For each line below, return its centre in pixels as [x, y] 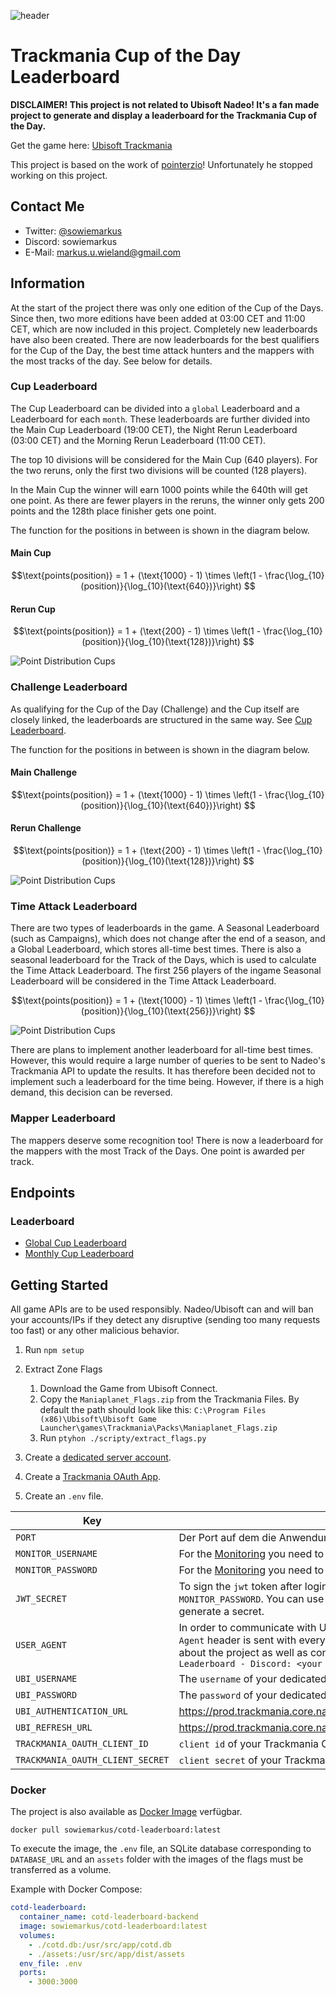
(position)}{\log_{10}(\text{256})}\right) [161, 1011]
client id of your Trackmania [249, 1744]
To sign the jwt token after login [253, 1587]
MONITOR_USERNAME [56, 1554]
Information [48, 283]
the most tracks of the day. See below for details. [111, 361]
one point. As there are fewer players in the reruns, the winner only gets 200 [167, 500]
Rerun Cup [33, 609]
